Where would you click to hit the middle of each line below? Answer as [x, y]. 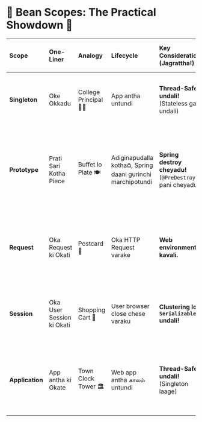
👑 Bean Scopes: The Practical [81, 12]
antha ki [60, 380]
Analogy [90, 55]
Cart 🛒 [87, 317]
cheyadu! [173, 169]
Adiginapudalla [132, 157]
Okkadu [60, 103]
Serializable [178, 313]
